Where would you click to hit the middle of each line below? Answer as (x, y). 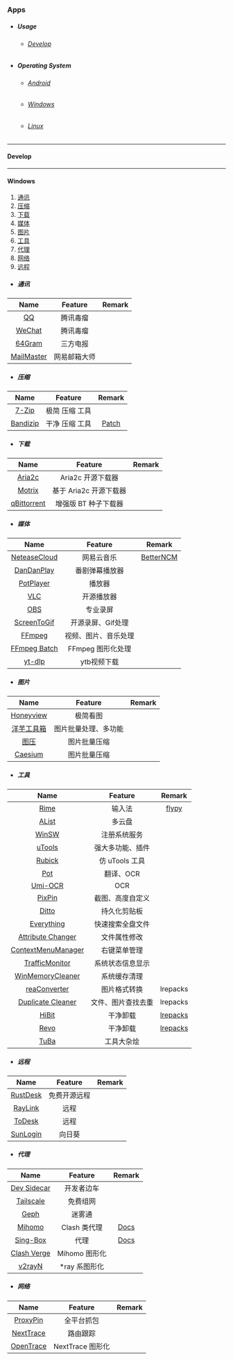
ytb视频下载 (100, 662)
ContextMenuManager (48, 950)
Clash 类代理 (82, 1227)
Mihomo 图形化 (82, 1253)
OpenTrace (29, 1346)
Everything (47, 924)
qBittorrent (28, 503)
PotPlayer (34, 583)
